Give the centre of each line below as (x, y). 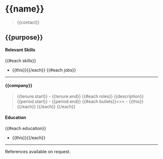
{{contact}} (28, 22)
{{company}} (19, 86)
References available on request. (38, 151)
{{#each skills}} (21, 60)
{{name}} (25, 9)
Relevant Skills (20, 50)
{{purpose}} (24, 37)
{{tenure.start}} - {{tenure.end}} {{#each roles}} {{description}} (80, 96)
